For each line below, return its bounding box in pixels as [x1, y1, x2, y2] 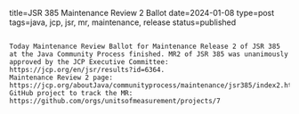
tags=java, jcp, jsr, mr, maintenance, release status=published [9, 17, 237, 28]
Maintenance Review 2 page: [9, 73, 114, 82]
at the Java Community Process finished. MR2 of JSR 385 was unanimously [9, 50, 289, 59]
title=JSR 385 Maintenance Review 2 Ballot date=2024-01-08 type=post [9, 8, 275, 18]
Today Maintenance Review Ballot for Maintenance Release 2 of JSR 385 [9, 42, 280, 51]
